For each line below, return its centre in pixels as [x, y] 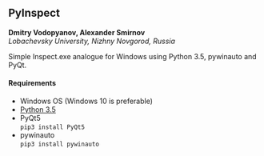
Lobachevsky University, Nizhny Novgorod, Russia [92, 41]
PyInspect [34, 13]
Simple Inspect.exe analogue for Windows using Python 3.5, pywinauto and [133, 56]
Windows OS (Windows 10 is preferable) [86, 101]
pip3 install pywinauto [60, 144]
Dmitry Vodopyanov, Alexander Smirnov [77, 32]
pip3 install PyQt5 [52, 127]
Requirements [32, 83]
